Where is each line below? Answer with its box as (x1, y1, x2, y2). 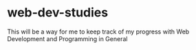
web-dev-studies (7, 5, 109, 21)
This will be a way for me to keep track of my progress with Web (7, 27, 190, 36)
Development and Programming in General (7, 34, 128, 42)
